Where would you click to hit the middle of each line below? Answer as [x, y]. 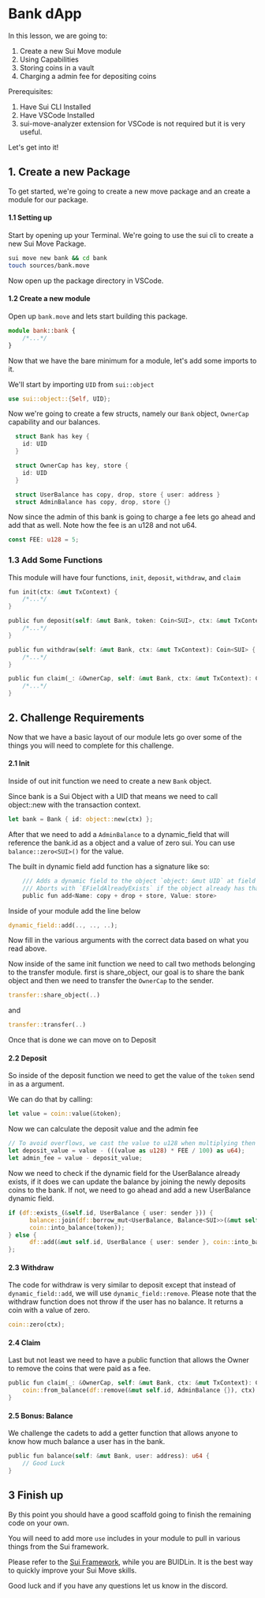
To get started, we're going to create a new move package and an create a [129, 191]
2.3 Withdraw [31, 1267]
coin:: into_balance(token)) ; [77, 1227]
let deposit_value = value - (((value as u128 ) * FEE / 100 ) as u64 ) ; [127, 1151]
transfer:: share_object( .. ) [54, 995]
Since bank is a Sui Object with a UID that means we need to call [113, 797]
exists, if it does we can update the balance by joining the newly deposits [127, 1182]
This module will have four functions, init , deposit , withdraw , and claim [125, 577]
